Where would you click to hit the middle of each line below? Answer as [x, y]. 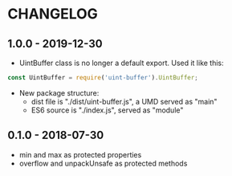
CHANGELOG [53, 14]
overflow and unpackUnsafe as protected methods [103, 163]
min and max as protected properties [80, 154]
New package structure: [59, 92]
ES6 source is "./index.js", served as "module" [107, 110]
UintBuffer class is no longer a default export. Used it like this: [121, 63]
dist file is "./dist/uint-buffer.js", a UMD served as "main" [124, 101]
